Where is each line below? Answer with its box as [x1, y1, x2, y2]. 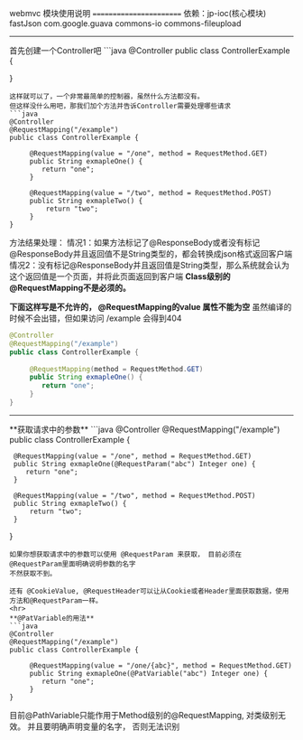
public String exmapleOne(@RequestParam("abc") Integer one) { [13, 459, 256, 468]
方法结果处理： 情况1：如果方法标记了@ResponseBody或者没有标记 [9, 238, 261, 248]
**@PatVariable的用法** [9, 614, 95, 623]
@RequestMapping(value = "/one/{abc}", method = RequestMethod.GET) [29, 660, 293, 670]
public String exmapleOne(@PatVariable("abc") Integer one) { [29, 669, 269, 678]
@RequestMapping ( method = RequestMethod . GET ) [29, 364, 204, 373]
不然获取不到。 [9, 568, 57, 578]
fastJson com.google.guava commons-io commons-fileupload [9, 18, 242, 29]
